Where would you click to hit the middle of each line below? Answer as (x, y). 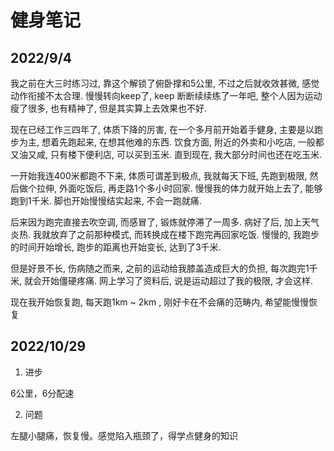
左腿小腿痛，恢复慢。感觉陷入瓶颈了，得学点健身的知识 (124, 435)
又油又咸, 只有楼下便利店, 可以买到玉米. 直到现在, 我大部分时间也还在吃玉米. (166, 154)
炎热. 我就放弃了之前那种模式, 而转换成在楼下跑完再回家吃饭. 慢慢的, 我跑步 (165, 234)
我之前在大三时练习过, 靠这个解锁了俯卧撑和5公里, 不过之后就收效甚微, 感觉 (165, 83)
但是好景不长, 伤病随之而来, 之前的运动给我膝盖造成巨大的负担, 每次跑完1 (160, 268)
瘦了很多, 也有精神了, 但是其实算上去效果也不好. (108, 108)
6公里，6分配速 (42, 393)
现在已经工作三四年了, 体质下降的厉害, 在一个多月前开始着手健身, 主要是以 (162, 129)
